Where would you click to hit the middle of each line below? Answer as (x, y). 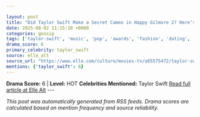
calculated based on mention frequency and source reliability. (82, 107)
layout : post (22, 17)
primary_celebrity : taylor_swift (48, 50)
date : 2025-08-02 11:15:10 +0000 (48, 28)
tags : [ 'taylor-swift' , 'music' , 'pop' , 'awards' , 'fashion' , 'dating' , (98, 39)
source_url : (21, 61)
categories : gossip (30, 33)
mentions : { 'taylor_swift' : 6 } (45, 67)
